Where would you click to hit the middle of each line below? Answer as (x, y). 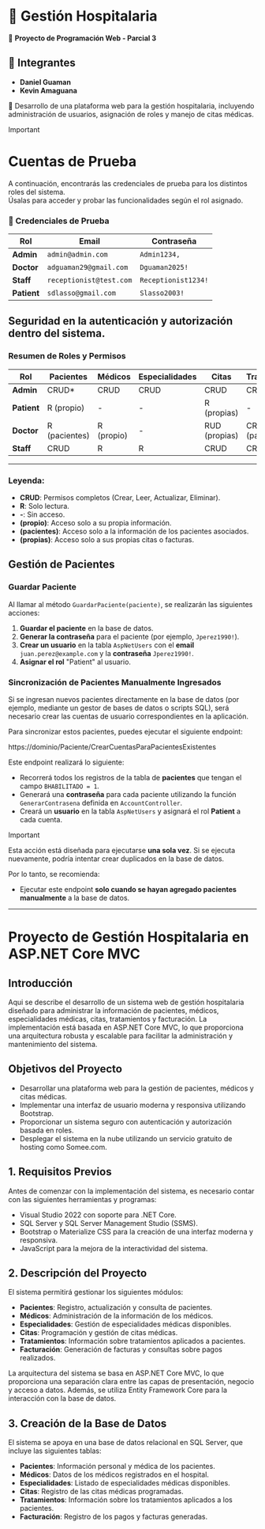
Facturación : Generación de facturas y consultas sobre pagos (121, 1349)
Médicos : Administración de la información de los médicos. (116, 1316)
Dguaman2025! (164, 267)
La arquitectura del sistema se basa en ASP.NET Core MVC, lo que (116, 1373)
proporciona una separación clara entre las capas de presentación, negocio (131, 1382)
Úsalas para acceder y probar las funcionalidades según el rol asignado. (126, 200)
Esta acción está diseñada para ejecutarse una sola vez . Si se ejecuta (122, 850)
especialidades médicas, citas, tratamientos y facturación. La (108, 1019)
